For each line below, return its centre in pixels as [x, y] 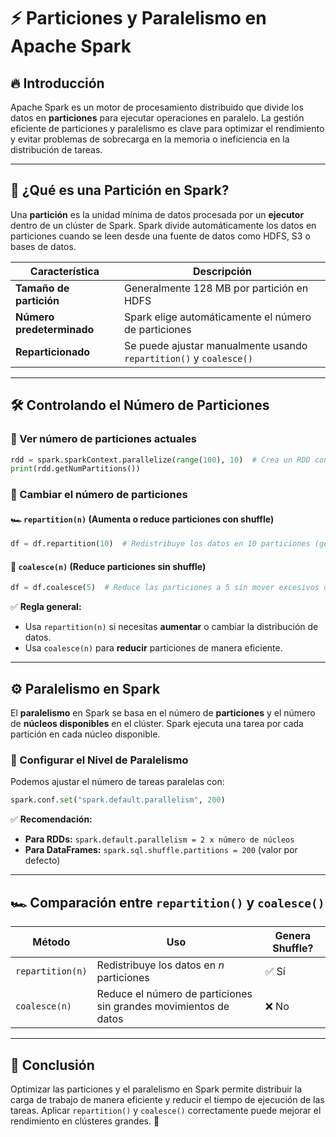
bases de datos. [43, 246]
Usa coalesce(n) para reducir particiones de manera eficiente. [153, 648]
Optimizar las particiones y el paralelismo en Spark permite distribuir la [156, 1089]
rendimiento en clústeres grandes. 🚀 [85, 1121]
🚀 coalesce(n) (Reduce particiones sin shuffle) [108, 566]
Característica [64, 271]
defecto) [42, 861]
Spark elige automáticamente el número [218, 317]
